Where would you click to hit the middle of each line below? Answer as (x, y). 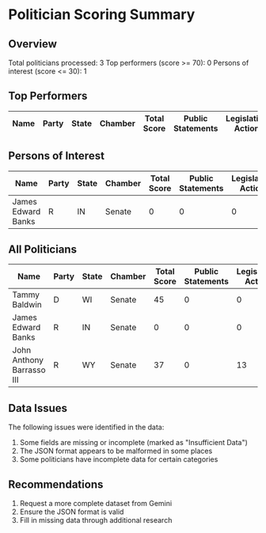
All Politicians (43, 250)
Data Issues (38, 408)
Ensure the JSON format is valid (72, 512)
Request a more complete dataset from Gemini (96, 504)
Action (247, 128)
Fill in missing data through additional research (96, 520)
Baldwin (27, 305)
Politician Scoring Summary (102, 15)
